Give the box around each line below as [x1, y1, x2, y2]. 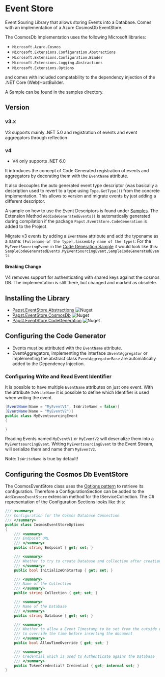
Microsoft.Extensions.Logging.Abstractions [12, 60, 103, 65]
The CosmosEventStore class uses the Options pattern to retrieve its [5, 483, 144, 489]
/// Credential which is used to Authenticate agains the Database [14, 654, 155, 659]
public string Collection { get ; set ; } [14, 591, 98, 596]
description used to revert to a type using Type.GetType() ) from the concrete [5, 188, 160, 193]
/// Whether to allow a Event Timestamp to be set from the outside [14, 627, 157, 632]
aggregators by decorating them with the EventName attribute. [5, 173, 129, 179]
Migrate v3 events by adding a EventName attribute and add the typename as [5, 233, 159, 239]
